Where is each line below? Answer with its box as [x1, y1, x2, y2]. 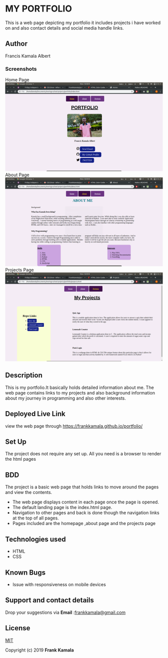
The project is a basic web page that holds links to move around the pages [5, 484, 159, 490]
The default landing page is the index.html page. [12, 504, 112, 510]
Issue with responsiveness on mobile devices [12, 581, 106, 587]
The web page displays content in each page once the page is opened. [12, 499, 159, 505]
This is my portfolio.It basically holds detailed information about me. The [5, 384, 154, 390]
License [5, 624, 30, 632]
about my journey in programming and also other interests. [5, 395, 126, 401]
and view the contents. [5, 489, 52, 495]
